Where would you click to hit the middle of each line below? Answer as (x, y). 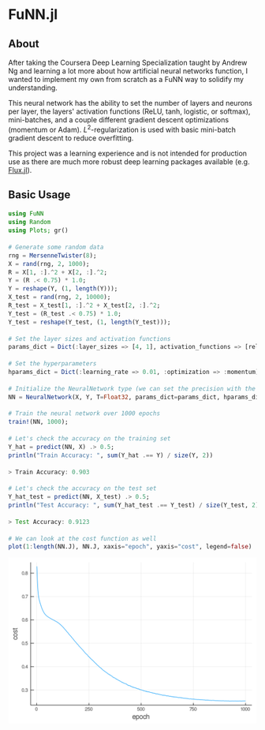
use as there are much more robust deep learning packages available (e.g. (129, 161)
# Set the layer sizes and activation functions (90, 339)
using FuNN (26, 214)
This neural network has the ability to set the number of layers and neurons (130, 103)
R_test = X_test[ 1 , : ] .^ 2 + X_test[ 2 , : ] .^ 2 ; (84, 305)
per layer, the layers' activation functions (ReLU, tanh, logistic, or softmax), (129, 111)
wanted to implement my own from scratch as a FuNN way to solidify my (126, 79)
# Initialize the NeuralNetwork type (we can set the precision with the (132, 388)
